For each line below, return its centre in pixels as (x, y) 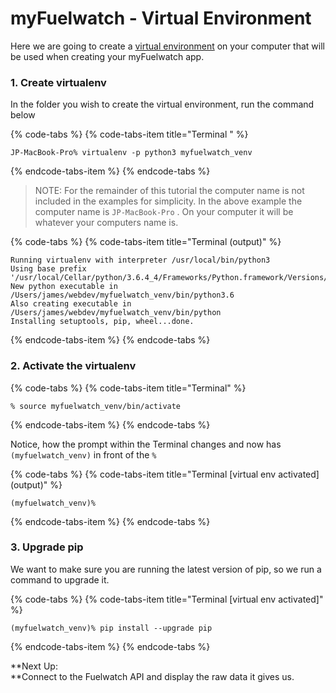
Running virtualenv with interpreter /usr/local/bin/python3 (140, 260)
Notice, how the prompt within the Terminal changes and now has (146, 444)
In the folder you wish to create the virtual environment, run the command (162, 104)
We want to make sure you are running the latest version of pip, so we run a (166, 569)
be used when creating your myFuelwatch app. (107, 56)
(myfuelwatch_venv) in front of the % (83, 454)
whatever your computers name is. (106, 223)
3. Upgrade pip (47, 547)
